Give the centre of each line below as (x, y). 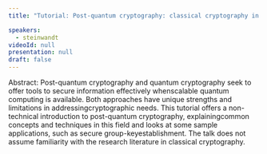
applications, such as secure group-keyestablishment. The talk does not (127, 133)
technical (23, 116)
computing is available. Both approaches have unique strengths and (120, 99)
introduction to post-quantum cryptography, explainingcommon (145, 116)
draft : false (30, 60)
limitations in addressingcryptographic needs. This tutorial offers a (118, 108)
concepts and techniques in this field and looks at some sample (113, 125)
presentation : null (41, 53)
